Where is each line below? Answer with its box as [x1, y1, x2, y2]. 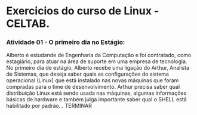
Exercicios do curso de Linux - [6, 4, 159, 18]
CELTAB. [6, 17, 50, 30]
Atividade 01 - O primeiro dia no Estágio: [6, 38, 125, 46]
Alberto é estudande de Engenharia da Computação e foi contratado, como [6, 52, 192, 59]
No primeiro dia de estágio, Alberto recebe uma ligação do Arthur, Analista [6, 64, 190, 72]
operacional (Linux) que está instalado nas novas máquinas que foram [6, 77, 179, 84]
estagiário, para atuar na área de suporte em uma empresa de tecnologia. [6, 58, 187, 65]
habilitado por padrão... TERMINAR [6, 102, 93, 110]
